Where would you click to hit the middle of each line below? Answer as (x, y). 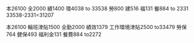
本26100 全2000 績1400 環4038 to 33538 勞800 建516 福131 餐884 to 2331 (97, 8)
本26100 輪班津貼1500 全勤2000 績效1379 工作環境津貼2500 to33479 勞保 (96, 27)
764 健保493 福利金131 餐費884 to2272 (54, 34)
